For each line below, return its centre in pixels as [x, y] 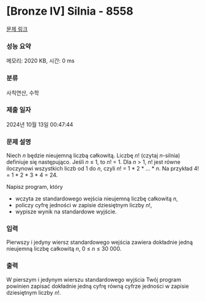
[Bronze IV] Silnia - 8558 [70, 11]
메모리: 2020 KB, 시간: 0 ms [40, 61]
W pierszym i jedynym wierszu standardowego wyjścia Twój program [94, 279]
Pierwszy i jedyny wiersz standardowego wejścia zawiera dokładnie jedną [100, 242]
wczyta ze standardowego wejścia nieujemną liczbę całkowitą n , [97, 199]
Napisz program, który [35, 187]
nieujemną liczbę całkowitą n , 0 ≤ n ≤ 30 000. [64, 249]
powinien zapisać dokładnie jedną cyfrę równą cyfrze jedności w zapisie [98, 286]
